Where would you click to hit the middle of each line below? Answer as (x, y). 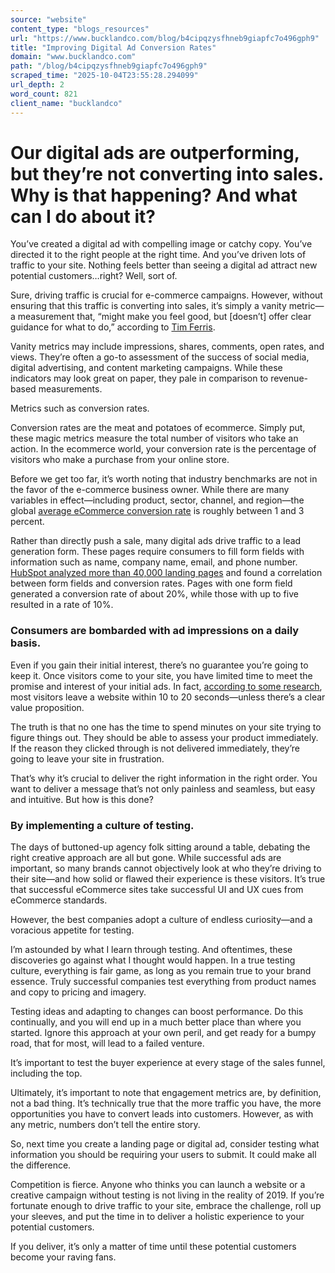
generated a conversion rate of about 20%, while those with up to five (154, 594)
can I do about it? (83, 216)
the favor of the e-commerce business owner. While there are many (150, 490)
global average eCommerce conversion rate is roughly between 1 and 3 (157, 511)
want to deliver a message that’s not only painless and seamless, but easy (163, 788)
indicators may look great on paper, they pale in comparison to (139, 378)
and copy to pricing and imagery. (78, 992)
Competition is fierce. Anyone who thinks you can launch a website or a (158, 1185)
